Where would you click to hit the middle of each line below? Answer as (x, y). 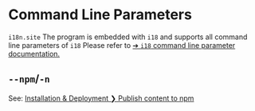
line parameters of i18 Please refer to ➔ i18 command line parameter (122, 45)
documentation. (34, 54)
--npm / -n (29, 79)
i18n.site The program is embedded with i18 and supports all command (128, 37)
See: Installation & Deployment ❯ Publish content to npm (101, 98)
